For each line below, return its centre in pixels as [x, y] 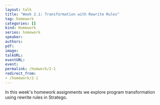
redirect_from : [21, 74]
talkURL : [14, 55]
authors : [14, 42]
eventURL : [15, 60]
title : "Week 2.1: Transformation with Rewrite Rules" [62, 14]
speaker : [14, 37]
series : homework [23, 32]
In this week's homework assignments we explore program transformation [80, 92]
